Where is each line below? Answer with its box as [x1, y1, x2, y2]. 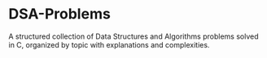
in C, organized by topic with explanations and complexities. [8, 39, 210, 49]
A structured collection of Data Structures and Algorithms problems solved [8, 31, 259, 41]
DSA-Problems [8, 5, 112, 23]
